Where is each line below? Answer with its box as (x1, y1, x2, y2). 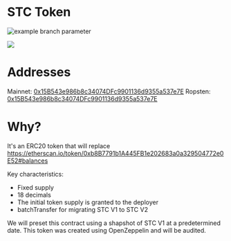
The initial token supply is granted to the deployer (17, 198, 159, 206)
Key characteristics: (7, 170, 64, 178)
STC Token (7, 4, 71, 20)
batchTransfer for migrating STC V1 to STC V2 (17, 205, 149, 213)
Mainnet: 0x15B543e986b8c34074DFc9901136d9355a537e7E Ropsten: (7, 87, 211, 96)
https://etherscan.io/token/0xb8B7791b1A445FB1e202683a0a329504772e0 (7, 149, 224, 157)
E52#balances (7, 157, 48, 165)
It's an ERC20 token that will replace (7, 141, 111, 150)
